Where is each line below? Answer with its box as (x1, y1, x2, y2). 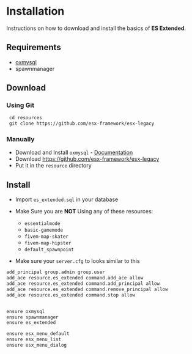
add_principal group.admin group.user (6, 269, 105, 276)
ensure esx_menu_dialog (6, 342, 67, 348)
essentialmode (24, 221, 61, 227)
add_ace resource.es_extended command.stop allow (6, 292, 136, 298)
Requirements (6, 42, 61, 53)
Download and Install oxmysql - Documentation (15, 149, 133, 157)
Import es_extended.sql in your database (15, 196, 119, 203)
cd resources (9, 115, 43, 121)
